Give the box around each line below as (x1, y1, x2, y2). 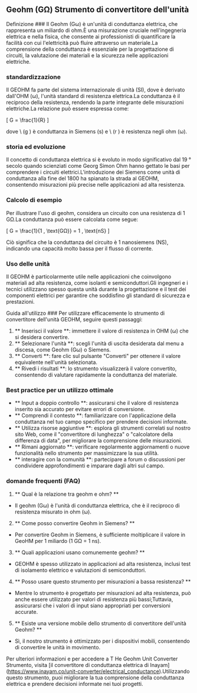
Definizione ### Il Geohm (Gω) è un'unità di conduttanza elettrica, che (6, 20, 178, 27)
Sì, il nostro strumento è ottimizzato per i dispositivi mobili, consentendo (14, 637, 190, 645)
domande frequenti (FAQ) (6, 477, 81, 485)
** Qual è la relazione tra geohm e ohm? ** (14, 490, 119, 497)
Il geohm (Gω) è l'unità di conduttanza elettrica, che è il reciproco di (14, 502, 180, 509)
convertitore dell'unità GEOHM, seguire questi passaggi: (6, 316, 143, 323)
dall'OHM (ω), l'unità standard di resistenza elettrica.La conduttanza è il (6, 93, 180, 100)
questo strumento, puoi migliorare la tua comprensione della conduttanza (6, 674, 185, 681)
